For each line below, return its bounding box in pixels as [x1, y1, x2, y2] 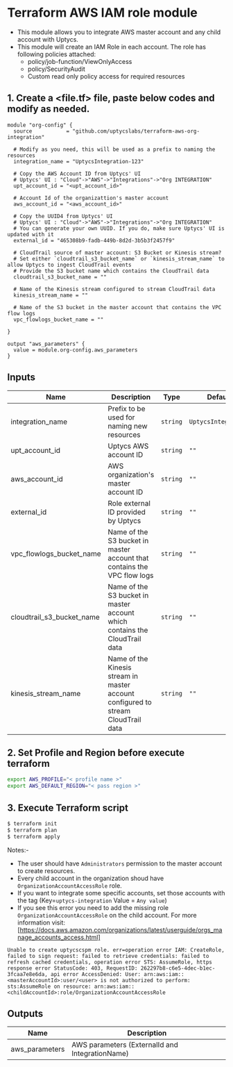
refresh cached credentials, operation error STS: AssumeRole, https [7, 959, 213, 966]
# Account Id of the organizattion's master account [13, 195, 169, 201]
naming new [107, 421, 148, 431]
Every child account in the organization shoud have [17, 874, 164, 882]
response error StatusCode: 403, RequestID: [7, 964, 138, 972]
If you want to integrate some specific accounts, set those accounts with [17, 888, 225, 897]
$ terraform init [7, 820, 58, 827]
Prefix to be [107, 404, 146, 413]
